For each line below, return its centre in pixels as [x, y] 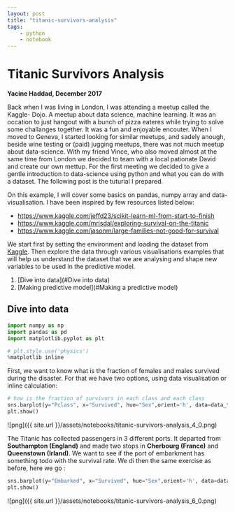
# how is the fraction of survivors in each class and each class [106, 399]
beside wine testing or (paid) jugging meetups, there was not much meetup [116, 145]
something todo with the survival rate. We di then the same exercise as [109, 460]
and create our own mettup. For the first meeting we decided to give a [108, 167]
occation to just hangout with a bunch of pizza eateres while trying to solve [115, 122]
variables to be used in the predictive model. [71, 267]
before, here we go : [36, 468]
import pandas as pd [37, 332]
